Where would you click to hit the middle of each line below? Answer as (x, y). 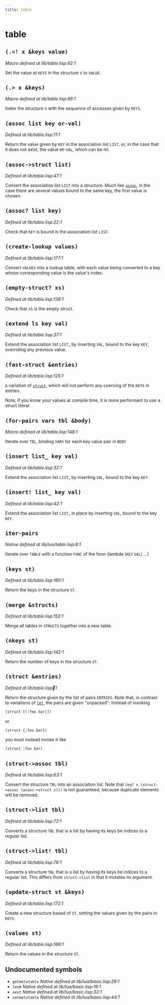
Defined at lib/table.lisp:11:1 (33, 135)
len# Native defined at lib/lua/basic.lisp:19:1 (56, 987)
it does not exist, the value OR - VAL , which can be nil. (57, 149)
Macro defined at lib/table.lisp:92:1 (41, 63)
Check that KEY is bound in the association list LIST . (57, 232)
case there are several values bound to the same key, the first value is (76, 191)
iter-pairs (22, 533)
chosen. (13, 196)
